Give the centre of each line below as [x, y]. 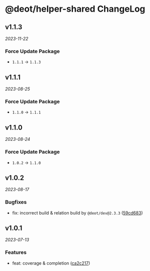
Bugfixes [16, 202]
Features [16, 252]
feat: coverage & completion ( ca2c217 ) [51, 263]
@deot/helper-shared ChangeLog [75, 9]
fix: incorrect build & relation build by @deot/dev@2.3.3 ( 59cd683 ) [77, 213]
